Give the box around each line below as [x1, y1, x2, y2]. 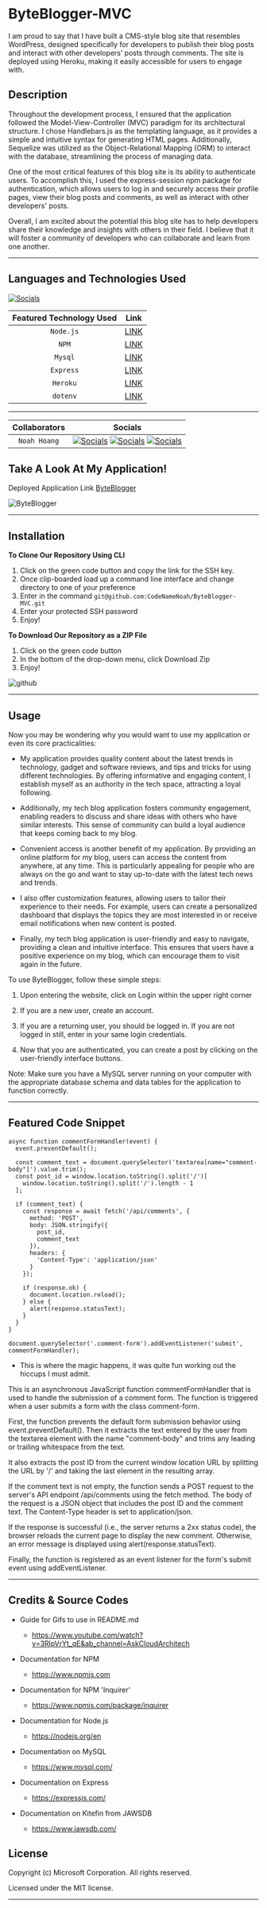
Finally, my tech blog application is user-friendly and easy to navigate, [19, 934, 250, 944]
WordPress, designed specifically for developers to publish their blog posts [8, 39, 254, 49]
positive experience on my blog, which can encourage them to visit [19, 951, 240, 960]
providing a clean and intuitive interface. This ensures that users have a [19, 943, 254, 952]
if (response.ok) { [22, 1284, 87, 1292]
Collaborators [12, 421, 66, 432]
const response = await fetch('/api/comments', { [22, 1207, 191, 1215]
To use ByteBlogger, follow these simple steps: [8, 975, 161, 984]
